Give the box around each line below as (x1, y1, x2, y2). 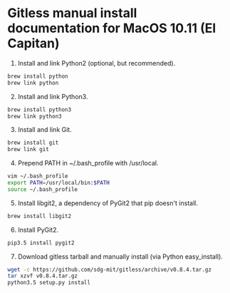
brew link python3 (7, 113, 62, 120)
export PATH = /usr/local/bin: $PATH (7, 180, 110, 187)
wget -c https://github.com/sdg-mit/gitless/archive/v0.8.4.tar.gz (7, 266, 212, 273)
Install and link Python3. (17, 92, 88, 101)
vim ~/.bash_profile (7, 173, 69, 180)
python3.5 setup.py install (7, 279, 91, 287)
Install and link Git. (17, 125, 73, 134)
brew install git (7, 139, 59, 147)
